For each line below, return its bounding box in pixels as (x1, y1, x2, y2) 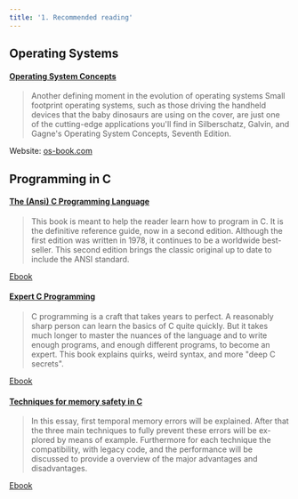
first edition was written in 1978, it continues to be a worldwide (30, 235, 261, 245)
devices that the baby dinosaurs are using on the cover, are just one (30, 109, 280, 120)
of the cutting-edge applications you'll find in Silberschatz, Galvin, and (30, 119, 290, 130)
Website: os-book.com (9, 146, 93, 157)
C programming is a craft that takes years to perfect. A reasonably (30, 311, 274, 322)
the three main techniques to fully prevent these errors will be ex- (30, 425, 271, 436)
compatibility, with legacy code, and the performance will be (30, 444, 254, 455)
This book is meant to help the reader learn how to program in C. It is (30, 215, 284, 227)
